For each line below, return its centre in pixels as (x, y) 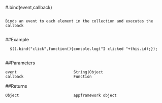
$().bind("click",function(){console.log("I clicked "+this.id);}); (84, 49)
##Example (17, 40)
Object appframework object (61, 95)
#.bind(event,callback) (29, 7)
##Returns (16, 86)
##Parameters (20, 63)
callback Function (49, 76)
